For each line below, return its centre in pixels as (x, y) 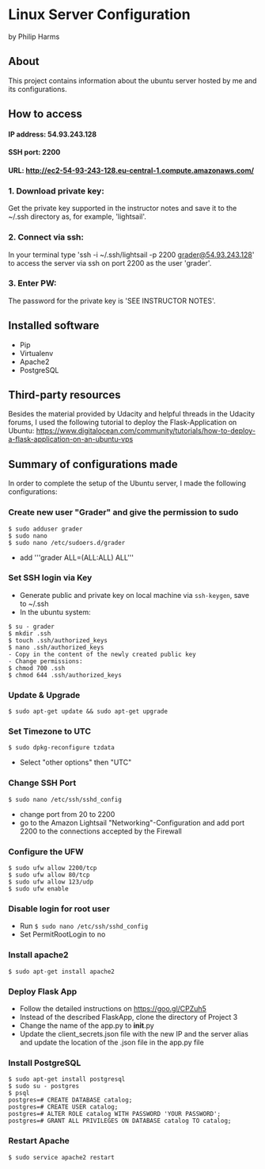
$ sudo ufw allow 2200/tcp (53, 868)
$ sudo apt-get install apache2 (61, 972)
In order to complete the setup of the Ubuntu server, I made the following (127, 483)
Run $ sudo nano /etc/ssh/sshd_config (84, 926)
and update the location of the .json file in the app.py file (112, 1042)
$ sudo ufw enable (38, 889)
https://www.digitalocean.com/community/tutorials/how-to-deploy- (146, 431)
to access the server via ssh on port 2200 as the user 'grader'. (110, 263)
